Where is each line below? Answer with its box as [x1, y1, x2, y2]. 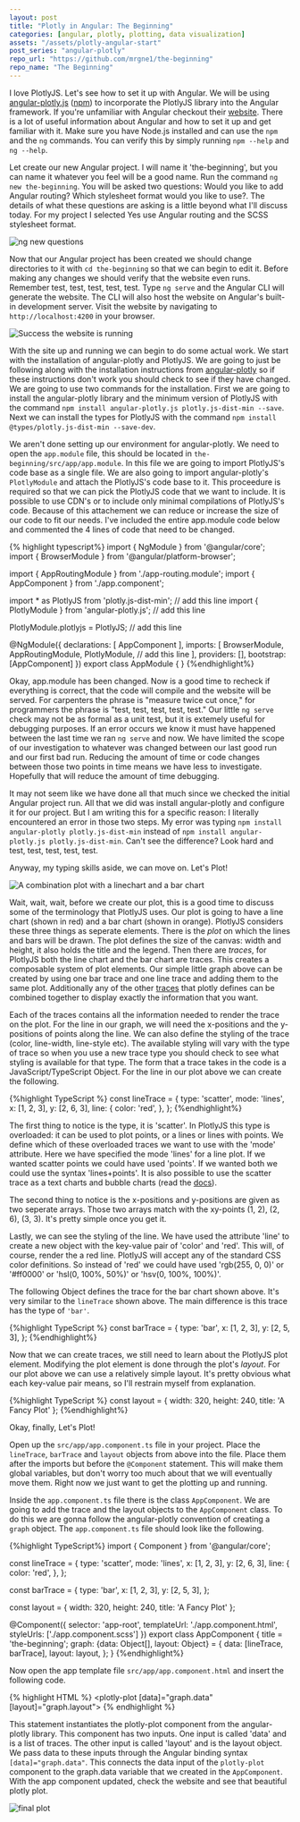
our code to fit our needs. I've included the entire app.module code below [9, 514, 280, 525]
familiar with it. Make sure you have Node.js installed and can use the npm [9, 125, 279, 136]
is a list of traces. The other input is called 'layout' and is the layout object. [9, 1737, 283, 1749]
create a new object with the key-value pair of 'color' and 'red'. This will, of [9, 1240, 285, 1250]
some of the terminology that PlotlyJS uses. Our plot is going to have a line [9, 906, 284, 917]
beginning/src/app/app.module [9, 459, 122, 468]
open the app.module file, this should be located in [9, 448, 192, 459]
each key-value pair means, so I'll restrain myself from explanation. [9, 1377, 256, 1388]
